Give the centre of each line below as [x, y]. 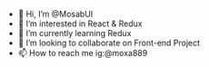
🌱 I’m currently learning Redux [75, 33]
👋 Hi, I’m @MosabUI [55, 14]
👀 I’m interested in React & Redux [80, 24]
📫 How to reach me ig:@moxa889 [83, 53]
